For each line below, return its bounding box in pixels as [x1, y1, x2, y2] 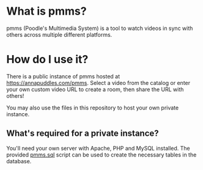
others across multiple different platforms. [6, 31, 113, 38]
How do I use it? [6, 53, 89, 67]
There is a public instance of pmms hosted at [6, 72, 120, 80]
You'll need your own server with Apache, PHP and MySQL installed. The [6, 144, 191, 152]
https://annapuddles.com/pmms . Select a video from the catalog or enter [6, 79, 191, 86]
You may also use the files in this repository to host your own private [6, 104, 179, 111]
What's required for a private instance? [6, 128, 159, 139]
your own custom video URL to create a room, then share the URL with [6, 86, 184, 93]
